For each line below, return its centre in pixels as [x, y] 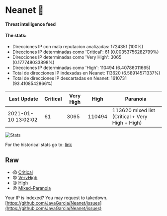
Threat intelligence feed [31, 24]
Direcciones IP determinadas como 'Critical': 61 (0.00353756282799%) [85, 52]
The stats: [16, 36]
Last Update [24, 99]
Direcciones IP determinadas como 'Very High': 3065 [67, 57]
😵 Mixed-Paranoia [32, 188]
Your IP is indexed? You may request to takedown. [56, 198]
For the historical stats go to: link [39, 144]
